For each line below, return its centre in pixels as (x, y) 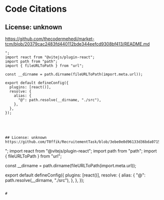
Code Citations (36, 9)
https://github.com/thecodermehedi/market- (50, 39)
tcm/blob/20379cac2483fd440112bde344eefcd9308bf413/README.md (77, 44)
